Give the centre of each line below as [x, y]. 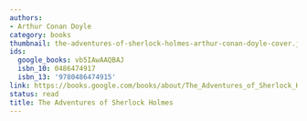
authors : [26, 18]
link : [20, 86]
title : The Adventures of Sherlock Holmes [91, 102]
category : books [40, 35]
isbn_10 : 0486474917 [57, 69]
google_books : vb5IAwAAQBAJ [71, 60]
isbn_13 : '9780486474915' [67, 77]
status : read [34, 94]
